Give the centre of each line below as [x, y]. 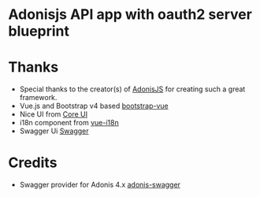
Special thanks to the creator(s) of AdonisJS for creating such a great [132, 89]
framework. [38, 98]
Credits [33, 163]
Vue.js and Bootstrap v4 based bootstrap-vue [94, 106]
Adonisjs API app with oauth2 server [130, 15]
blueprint [39, 31]
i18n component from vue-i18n [69, 123]
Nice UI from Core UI [54, 114]
